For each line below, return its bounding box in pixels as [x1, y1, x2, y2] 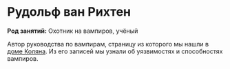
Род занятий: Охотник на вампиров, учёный [7, 27, 138, 35]
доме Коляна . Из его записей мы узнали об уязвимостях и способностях [7, 47, 223, 55]
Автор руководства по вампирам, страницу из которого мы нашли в [7, 40, 209, 48]
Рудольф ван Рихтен [7, 4, 131, 20]
